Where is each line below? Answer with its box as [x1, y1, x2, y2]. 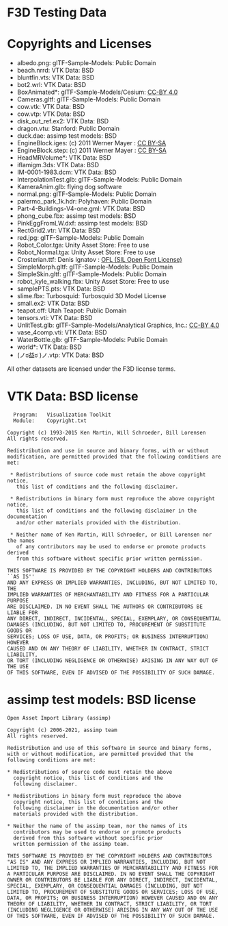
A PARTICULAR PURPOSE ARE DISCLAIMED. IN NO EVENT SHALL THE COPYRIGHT [7, 870, 215, 877]
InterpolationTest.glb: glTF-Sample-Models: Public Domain [16, 175, 182, 184]
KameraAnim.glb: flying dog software [16, 183, 122, 191]
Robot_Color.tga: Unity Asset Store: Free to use [16, 241, 149, 249]
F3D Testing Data [7, 5, 107, 21]
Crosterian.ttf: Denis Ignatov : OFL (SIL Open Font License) [16, 256, 182, 264]
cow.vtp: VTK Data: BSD [16, 110, 85, 118]
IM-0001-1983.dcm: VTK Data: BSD [16, 168, 117, 176]
